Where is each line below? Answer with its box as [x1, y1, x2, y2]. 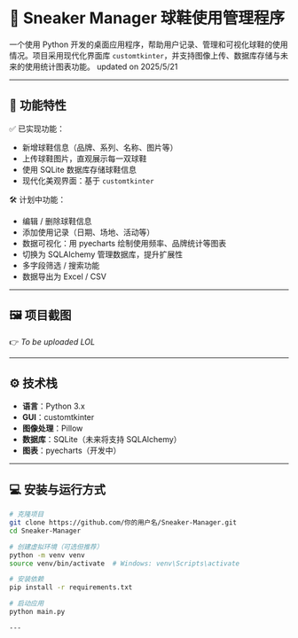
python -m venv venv [9, 550, 86, 559]
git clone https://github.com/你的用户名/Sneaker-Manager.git [9, 518, 238, 527]
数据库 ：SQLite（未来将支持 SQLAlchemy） [21, 434, 182, 445]
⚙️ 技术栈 [9, 376, 58, 391]
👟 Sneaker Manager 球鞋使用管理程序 [9, 8, 286, 28]
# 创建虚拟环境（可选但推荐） [9, 542, 104, 551]
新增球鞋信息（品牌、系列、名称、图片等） [21, 142, 178, 152]
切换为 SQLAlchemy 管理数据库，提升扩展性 [21, 249, 184, 260]
